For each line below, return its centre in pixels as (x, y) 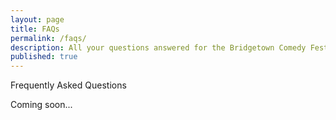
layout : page (37, 19)
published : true (44, 57)
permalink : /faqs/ (48, 38)
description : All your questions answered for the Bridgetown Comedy (158, 47)
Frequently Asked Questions (68, 85)
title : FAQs (35, 29)
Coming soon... (41, 105)
